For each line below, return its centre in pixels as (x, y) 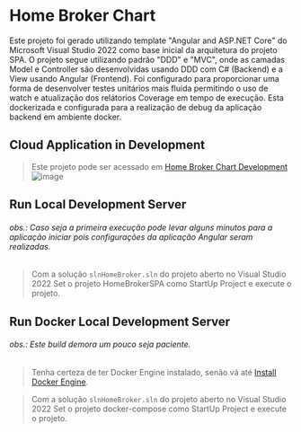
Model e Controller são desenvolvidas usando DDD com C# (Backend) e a (146, 69)
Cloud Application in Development (107, 145)
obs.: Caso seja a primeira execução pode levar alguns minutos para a (141, 227)
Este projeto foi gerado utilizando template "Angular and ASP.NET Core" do (148, 40)
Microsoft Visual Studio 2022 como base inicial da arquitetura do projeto (143, 49)
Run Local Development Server (98, 204)
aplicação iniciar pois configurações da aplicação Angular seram (131, 237)
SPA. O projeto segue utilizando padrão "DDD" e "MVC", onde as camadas (147, 59)
